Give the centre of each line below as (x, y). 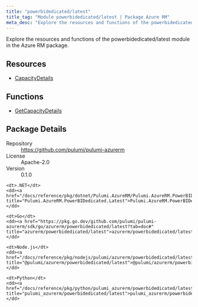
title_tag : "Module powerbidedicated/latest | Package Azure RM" (88, 17)
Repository (19, 143)
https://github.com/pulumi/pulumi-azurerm (73, 149)
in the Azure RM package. (37, 45)
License (16, 156)
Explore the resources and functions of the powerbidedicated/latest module (98, 39)
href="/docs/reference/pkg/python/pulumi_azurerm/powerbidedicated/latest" (101, 288)
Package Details (36, 129)
